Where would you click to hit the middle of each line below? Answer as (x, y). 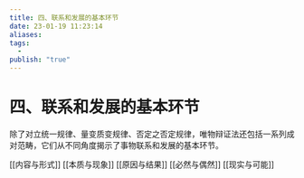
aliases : (26, 34)
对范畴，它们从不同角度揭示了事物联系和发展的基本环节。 (116, 145)
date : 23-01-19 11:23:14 (56, 26)
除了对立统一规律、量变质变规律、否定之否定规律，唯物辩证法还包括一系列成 (152, 134)
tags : (19, 43)
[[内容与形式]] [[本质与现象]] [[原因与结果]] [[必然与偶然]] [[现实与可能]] (142, 164)
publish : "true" (40, 60)
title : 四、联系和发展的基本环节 (64, 18)
